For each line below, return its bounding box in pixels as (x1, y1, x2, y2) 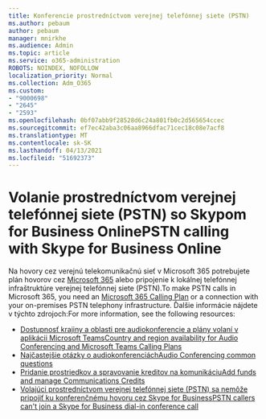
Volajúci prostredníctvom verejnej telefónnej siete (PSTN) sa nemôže (19, 384, 248, 394)
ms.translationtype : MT (8, 131, 88, 139)
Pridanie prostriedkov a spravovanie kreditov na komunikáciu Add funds (19, 368, 257, 377)
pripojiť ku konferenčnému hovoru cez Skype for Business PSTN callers (19, 393, 256, 403)
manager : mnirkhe (8, 34, 67, 43)
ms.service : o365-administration (8, 57, 121, 65)
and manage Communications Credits (19, 376, 145, 386)
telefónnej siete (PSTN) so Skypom (8, 206, 247, 224)
